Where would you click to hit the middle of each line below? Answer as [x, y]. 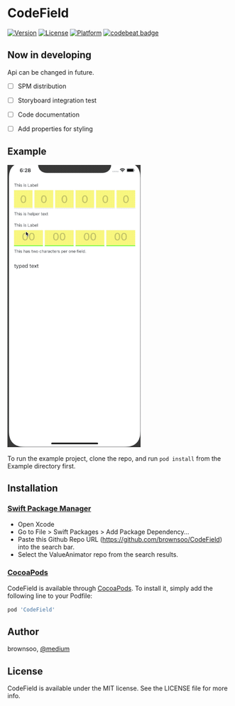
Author [23, 632]
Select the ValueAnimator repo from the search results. [98, 554]
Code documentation [49, 114]
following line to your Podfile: [50, 596]
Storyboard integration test [57, 100]
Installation [33, 488]
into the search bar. [46, 547]
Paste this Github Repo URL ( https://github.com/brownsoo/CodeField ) [120, 539]
